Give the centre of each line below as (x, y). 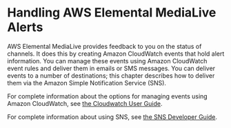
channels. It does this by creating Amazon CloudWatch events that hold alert (116, 54)
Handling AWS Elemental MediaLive (112, 13)
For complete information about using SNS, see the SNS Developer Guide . (112, 117)
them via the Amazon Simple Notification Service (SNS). (87, 83)
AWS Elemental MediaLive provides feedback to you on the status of (104, 46)
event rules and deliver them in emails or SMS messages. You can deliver (111, 68)
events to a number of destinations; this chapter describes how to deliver (111, 75)
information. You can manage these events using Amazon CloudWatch (107, 61)
